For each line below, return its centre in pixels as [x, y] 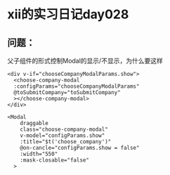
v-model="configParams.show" [63, 136]
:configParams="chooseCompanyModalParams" [77, 86]
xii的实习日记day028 [68, 14]
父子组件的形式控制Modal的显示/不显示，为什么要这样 [85, 61]
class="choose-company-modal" [64, 129]
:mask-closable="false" [55, 160]
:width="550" [39, 154]
